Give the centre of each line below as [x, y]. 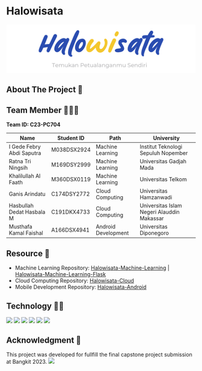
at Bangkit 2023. [27, 362]
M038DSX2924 [71, 150]
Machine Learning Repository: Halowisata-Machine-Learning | [92, 268]
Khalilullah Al [25, 176]
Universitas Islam [161, 205]
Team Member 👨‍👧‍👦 [43, 110]
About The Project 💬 [44, 90]
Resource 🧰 [28, 253]
